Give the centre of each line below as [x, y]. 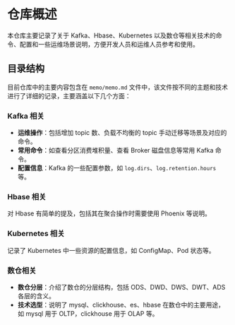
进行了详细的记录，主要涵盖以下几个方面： [69, 95]
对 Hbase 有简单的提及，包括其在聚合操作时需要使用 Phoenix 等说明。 [109, 213]
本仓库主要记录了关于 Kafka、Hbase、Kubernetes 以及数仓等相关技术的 [112, 35]
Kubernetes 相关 [36, 234]
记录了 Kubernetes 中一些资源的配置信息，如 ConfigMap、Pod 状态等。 [111, 250]
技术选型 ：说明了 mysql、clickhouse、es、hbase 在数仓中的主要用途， [121, 305]
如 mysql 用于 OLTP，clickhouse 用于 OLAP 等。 [88, 313]
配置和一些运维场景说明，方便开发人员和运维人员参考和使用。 [109, 44]
